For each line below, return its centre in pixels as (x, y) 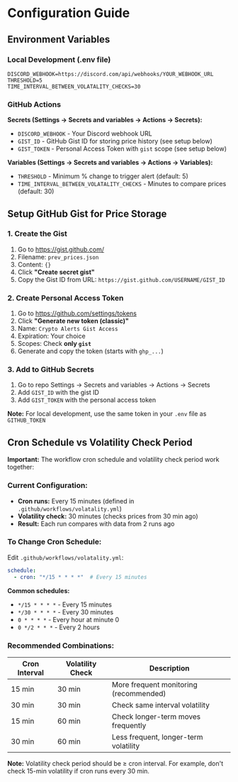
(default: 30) (36, 191)
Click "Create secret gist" (56, 272)
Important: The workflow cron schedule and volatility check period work (113, 460)
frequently (129, 725)
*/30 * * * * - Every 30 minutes (66, 612)
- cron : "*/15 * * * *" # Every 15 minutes (80, 577)
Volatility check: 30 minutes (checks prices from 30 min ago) (108, 516)
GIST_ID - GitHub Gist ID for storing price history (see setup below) (115, 141)
